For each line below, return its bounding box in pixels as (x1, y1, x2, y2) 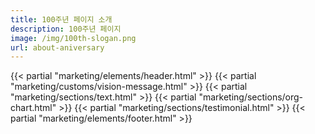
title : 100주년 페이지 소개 (10, 14, 113, 25)
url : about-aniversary (10, 42, 105, 53)
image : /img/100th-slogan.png (10, 33, 137, 43)
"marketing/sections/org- (198, 91, 304, 103)
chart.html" (10, 102, 57, 114)
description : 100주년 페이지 (10, 24, 122, 34)
